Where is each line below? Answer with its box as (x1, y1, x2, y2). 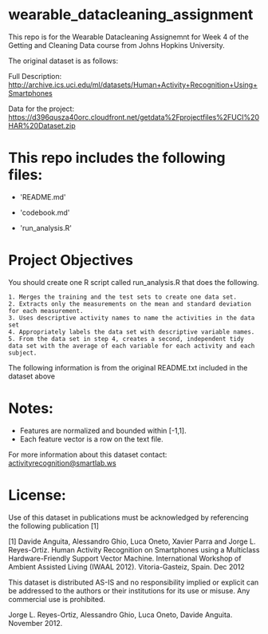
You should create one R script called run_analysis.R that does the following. (8, 277, 259, 287)
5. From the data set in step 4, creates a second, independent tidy (8, 335, 245, 343)
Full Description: (8, 71, 62, 81)
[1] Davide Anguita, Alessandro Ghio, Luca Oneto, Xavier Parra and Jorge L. (8, 537, 256, 546)
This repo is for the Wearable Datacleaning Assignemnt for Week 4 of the (8, 32, 249, 42)
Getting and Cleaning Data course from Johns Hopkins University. (8, 40, 225, 50)
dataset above (8, 371, 56, 381)
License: (8, 485, 66, 504)
